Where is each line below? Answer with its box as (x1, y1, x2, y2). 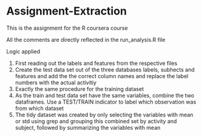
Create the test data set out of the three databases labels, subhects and (15, 65, 195, 73)
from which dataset (15, 104, 64, 112)
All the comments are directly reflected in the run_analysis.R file (6, 36, 166, 43)
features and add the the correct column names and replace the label (15, 72, 189, 79)
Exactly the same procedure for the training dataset (15, 85, 144, 92)
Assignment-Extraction (6, 4, 127, 18)
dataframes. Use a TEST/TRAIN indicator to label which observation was (15, 98, 197, 105)
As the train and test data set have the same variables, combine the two (15, 92, 195, 99)
